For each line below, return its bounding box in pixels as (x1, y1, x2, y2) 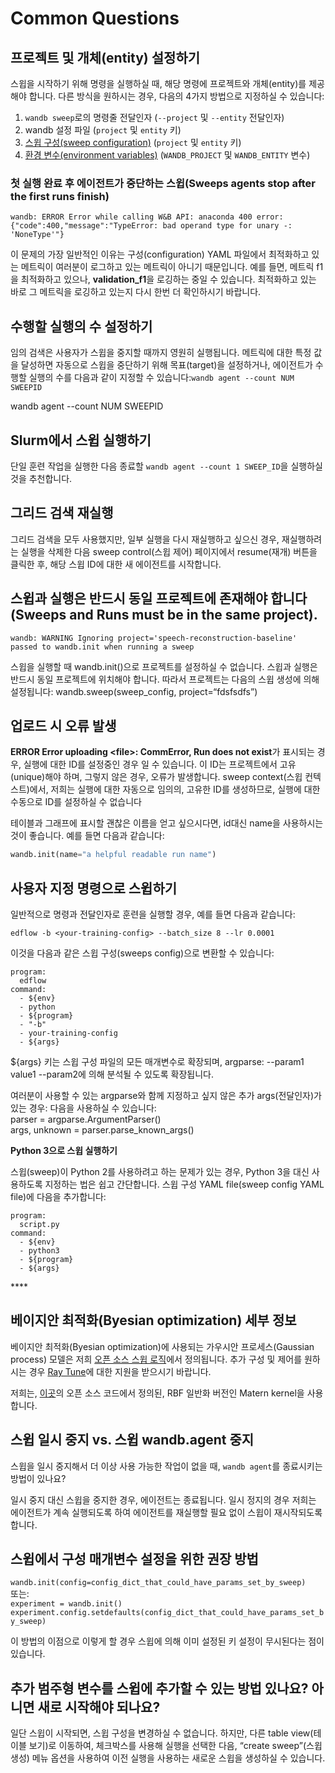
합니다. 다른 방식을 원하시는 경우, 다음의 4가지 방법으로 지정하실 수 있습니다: (28, 90, 325, 102)
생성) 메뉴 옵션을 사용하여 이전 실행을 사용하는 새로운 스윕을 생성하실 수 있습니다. (10, 1752, 326, 1764)
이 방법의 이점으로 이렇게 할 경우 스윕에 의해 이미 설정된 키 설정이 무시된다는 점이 (10, 1635, 325, 1647)
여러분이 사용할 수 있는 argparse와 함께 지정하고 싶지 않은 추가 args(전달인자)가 (10, 1090, 322, 1102)
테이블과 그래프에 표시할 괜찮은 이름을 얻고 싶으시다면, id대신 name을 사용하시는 (10, 817, 324, 829)
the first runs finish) (10, 189, 110, 203)
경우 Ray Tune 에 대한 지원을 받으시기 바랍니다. (28, 1365, 212, 1377)
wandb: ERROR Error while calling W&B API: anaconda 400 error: (10, 212, 284, 222)
